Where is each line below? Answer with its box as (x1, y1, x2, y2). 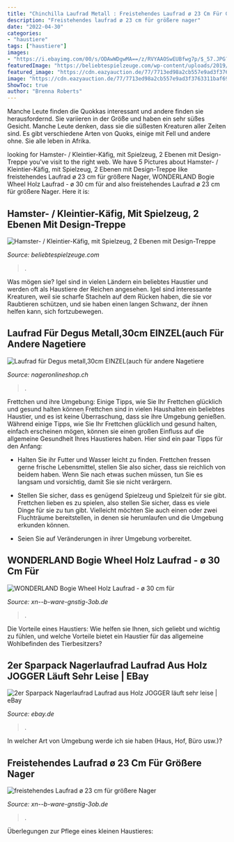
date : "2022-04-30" (7, 23, 64, 30)
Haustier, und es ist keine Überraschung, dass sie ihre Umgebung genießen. (7, 412, 226, 421)
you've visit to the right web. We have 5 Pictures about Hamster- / (29, 158, 219, 166)
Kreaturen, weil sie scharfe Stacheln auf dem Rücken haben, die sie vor (7, 292, 212, 301)
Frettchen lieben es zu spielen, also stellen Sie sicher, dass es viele (17, 498, 210, 506)
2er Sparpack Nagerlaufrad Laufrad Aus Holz (7, 659, 208, 671)
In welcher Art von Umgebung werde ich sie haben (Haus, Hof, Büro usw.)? (7, 737, 223, 745)
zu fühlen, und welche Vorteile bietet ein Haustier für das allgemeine (7, 632, 204, 640)
